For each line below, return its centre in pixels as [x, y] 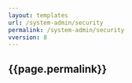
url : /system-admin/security [56, 23]
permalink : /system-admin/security [66, 30]
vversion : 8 [27, 37]
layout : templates [38, 15]
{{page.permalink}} [58, 69]
